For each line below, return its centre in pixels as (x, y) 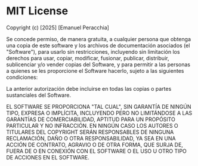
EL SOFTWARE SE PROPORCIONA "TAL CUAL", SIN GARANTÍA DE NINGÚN (99, 106)
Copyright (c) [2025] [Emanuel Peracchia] (58, 27)
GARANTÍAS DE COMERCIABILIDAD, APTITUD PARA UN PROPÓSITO (91, 119)
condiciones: (22, 77)
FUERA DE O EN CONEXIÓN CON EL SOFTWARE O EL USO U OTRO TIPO (96, 151)
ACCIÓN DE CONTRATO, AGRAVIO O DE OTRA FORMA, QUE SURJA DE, (95, 145)
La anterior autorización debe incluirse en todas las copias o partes (89, 88)
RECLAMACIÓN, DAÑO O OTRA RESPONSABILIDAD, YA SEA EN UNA (91, 138)
